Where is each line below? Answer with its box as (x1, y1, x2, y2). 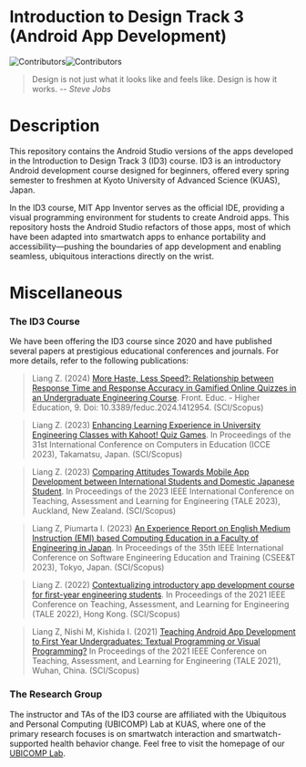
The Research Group (9, 688, 103, 700)
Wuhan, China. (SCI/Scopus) (31, 665, 140, 677)
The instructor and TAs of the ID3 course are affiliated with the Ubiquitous (9, 709, 287, 720)
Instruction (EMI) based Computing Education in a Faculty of (31, 532, 260, 544)
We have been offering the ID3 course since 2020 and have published (9, 336, 273, 347)
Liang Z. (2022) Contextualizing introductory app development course (31, 580, 295, 591)
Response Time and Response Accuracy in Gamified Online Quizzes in (31, 383, 297, 394)
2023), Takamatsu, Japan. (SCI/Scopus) (31, 449, 183, 460)
